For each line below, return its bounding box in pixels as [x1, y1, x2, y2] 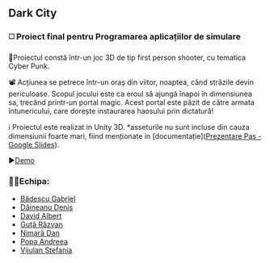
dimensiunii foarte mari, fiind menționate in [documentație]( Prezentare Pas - [8, 131, 262, 140]
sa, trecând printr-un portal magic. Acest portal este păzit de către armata [8, 97, 255, 107]
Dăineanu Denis [19, 202, 74, 212]
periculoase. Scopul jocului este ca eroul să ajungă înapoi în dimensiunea [8, 89, 252, 98]
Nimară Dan [19, 228, 61, 237]
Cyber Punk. [8, 61, 50, 71]
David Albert [19, 211, 62, 220]
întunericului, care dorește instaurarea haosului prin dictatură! [8, 106, 214, 115]
